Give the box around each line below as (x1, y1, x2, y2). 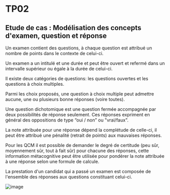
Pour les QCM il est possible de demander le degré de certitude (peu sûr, (5, 142, 160, 148)
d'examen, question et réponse (5, 31, 107, 40)
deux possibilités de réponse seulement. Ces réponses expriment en (5, 112, 150, 117)
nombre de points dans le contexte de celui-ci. (5, 51, 104, 56)
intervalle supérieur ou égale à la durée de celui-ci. (5, 66, 113, 71)
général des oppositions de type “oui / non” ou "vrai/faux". (5, 117, 129, 123)
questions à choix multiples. (5, 81, 65, 87)
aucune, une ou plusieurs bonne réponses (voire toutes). (5, 96, 125, 102)
